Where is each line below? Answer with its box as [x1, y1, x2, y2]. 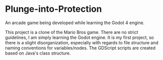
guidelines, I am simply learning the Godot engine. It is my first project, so [5, 34, 154, 40]
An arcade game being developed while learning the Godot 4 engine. [5, 20, 145, 26]
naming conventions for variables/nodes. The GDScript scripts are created [5, 45, 156, 51]
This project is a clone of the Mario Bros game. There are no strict [5, 29, 138, 35]
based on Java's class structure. [5, 50, 71, 56]
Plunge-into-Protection [5, 3, 102, 15]
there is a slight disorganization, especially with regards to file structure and [5, 39, 159, 45]
